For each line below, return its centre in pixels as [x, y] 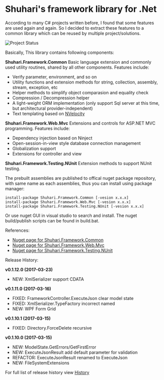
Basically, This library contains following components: [60, 52]
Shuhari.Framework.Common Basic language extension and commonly [78, 62]
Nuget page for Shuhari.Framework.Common [58, 240]
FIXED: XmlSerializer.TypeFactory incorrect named [64, 303]
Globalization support [34, 148]
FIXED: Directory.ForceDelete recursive [52, 328]
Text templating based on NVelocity [49, 113]
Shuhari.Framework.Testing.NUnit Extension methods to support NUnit [79, 163]
